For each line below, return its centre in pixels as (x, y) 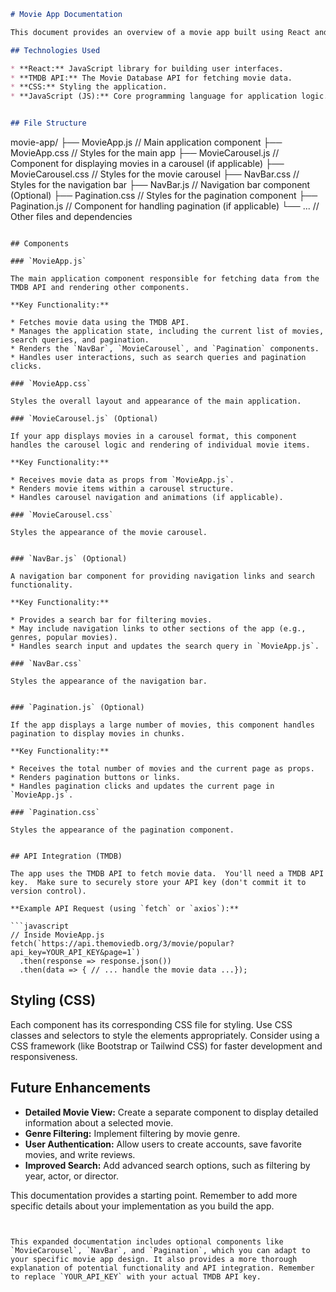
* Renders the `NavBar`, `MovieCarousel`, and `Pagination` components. (165, 349)
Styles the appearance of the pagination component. (122, 830)
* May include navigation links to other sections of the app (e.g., (158, 629)
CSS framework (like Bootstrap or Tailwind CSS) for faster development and (166, 1046)
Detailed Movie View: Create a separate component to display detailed (171, 1112)
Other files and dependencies (71, 216)
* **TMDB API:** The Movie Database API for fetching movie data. (151, 78)
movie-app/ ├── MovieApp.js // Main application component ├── (146, 142)
